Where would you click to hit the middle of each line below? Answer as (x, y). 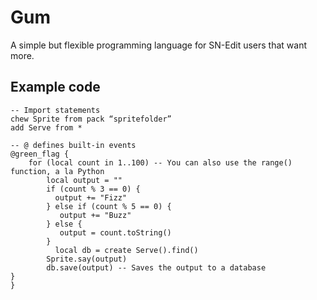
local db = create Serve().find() (126, 250)
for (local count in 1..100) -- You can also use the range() (160, 162)
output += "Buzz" (95, 215)
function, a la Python (57, 171)
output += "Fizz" (91, 197)
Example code (55, 87)
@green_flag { (40, 154)
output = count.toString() (115, 232)
